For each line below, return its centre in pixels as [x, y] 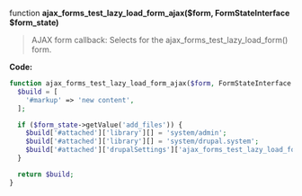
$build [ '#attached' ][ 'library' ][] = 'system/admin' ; [126, 133]
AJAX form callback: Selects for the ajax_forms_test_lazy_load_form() [160, 40]
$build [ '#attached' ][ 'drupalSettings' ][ [102, 150]
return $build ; [46, 174]
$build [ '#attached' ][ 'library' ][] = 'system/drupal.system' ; [142, 142]
